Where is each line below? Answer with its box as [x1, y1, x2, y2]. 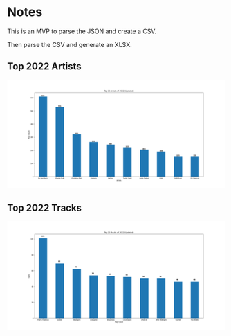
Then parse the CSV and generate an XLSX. [7, 40, 133, 48]
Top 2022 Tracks [7, 202, 82, 214]
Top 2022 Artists [7, 60, 82, 73]
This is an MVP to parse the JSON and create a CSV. [7, 27, 157, 35]
